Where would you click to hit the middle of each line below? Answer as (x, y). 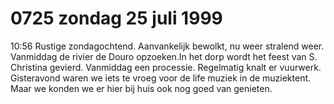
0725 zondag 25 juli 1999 (116, 18)
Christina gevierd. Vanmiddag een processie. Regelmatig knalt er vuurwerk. (166, 67)
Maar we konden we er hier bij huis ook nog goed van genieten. (141, 88)
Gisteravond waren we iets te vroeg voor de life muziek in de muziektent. (161, 78)
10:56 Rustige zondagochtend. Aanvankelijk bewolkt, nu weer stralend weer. (167, 46)
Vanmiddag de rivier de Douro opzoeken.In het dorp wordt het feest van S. (164, 56)
